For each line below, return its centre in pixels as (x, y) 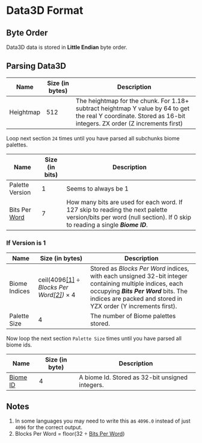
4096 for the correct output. (49, 427)
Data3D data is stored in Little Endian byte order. (67, 47)
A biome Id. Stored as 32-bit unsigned (133, 377)
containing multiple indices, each (136, 284)
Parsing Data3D (36, 66)
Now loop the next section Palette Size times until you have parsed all (94, 339)
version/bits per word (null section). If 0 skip (129, 217)
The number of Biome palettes (133, 316)
